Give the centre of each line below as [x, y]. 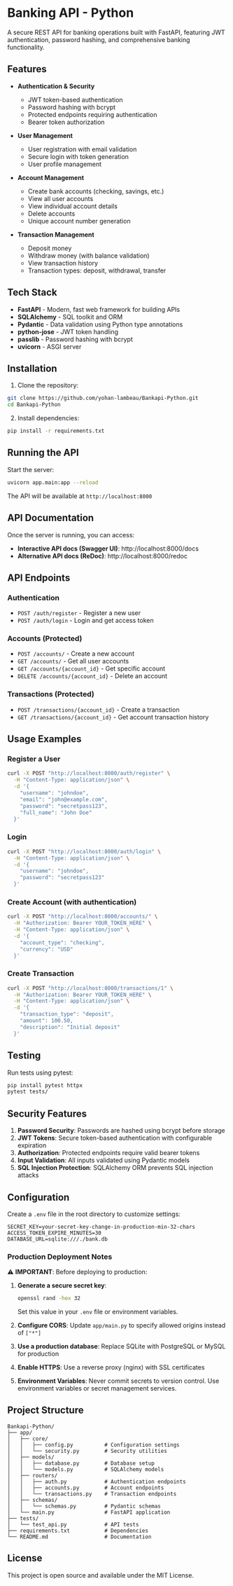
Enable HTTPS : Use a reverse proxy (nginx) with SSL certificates [111, 1367]
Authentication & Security [56, 86]
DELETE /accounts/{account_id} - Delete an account [92, 676]
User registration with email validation [82, 149]
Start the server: [31, 469]
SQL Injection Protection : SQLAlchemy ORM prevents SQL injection [115, 1168]
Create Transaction [41, 974]
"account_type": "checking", [62, 943]
